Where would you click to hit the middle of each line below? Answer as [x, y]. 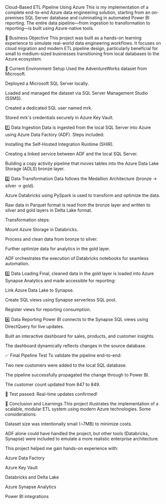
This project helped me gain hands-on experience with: [62, 448]
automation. [17, 263]
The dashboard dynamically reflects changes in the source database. [76, 346]
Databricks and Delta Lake [32, 477]
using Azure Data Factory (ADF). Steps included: [55, 134]
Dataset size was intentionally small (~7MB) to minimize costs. [69, 424]
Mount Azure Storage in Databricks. [42, 229]
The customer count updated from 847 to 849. [53, 384]
